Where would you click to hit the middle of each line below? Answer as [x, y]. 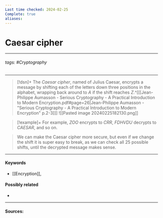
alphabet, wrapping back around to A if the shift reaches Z [75, 92]
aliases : [14, 18]
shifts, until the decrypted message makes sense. [66, 147]
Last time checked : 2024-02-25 [37, 9]
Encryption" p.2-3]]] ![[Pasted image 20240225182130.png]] [77, 113]
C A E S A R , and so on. [37, 127]
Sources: [14, 211]
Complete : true [20, 14]
